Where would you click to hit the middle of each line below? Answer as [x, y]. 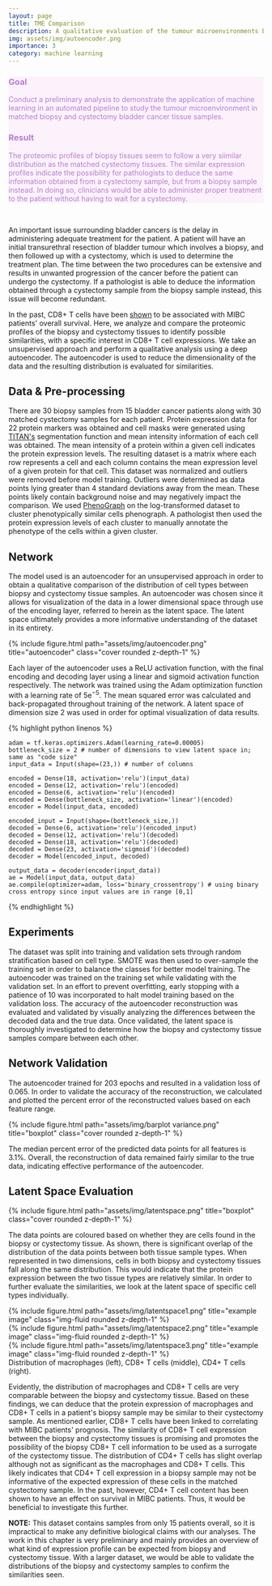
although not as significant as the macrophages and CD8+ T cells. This [127, 1464]
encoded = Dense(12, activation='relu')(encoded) [94, 785]
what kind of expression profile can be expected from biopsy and [117, 1549]
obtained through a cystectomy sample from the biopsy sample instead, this [135, 290]
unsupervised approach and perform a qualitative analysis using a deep [128, 348]
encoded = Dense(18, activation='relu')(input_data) [99, 778]
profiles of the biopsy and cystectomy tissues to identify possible [117, 331]
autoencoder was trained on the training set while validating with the [123, 978]
